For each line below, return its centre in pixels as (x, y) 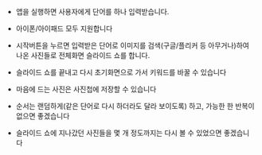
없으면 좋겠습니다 (43, 116)
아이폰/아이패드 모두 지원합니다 (64, 29)
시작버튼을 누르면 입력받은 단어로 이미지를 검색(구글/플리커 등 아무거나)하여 (132, 45)
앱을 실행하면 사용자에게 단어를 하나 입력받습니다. (92, 12)
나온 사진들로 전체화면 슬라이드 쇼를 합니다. (83, 55)
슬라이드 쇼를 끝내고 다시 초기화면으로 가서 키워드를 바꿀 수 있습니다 (121, 72)
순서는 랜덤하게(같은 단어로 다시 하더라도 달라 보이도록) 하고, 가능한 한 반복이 (135, 106)
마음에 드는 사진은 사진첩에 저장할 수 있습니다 (86, 89)
